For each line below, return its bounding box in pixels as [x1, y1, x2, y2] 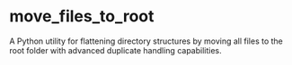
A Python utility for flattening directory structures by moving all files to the [9, 36, 283, 46]
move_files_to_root [9, 6, 155, 27]
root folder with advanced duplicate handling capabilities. [9, 45, 222, 55]
